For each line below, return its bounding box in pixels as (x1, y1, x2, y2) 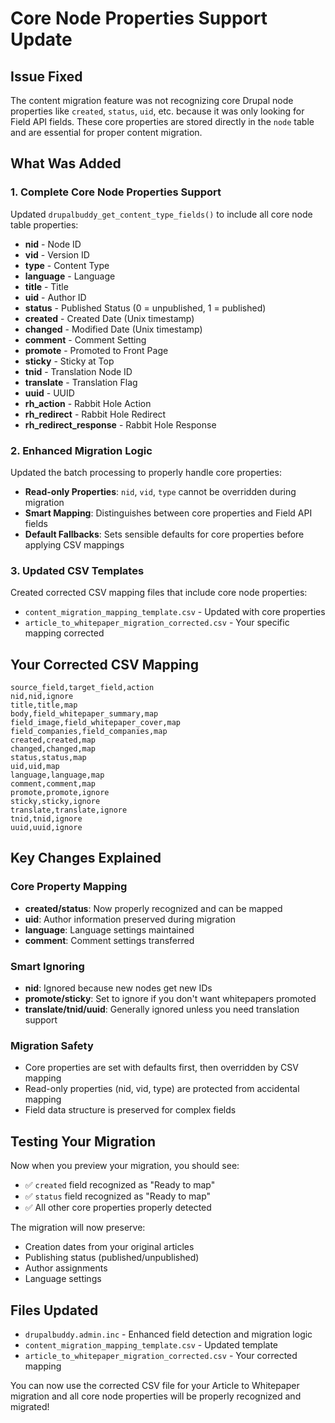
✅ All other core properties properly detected (24, 1202, 212, 1214)
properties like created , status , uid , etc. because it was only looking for (10, 105, 305, 117)
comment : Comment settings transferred (24, 934, 195, 946)
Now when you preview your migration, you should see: (10, 1160, 240, 1172)
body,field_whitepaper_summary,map (10, 709, 159, 719)
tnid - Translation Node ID (24, 365, 133, 377)
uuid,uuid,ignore (10, 823, 83, 833)
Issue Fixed (10, 68, 83, 85)
